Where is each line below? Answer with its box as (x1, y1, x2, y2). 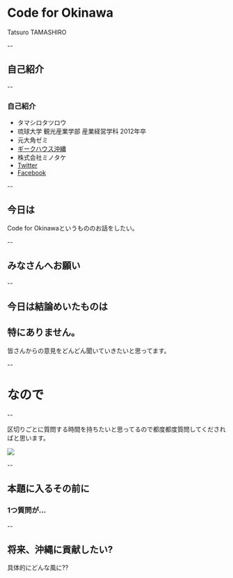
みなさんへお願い (7, 260, 81, 272)
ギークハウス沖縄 (17, 144, 67, 153)
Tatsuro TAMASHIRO (7, 28, 67, 36)
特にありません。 (7, 327, 81, 339)
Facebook (17, 169, 47, 177)
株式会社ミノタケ (17, 154, 67, 162)
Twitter (17, 161, 38, 170)
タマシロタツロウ (17, 119, 67, 127)
